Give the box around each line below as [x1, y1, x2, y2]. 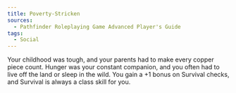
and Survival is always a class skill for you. [7, 78, 131, 86]
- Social [13, 36, 39, 43]
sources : [7, 17, 33, 24]
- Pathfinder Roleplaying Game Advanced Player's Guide [13, 23, 181, 30]
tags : [7, 29, 23, 37]
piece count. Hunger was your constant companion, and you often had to [7, 63, 220, 71]
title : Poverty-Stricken [7, 10, 80, 17]
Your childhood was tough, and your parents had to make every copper [7, 55, 214, 64]
